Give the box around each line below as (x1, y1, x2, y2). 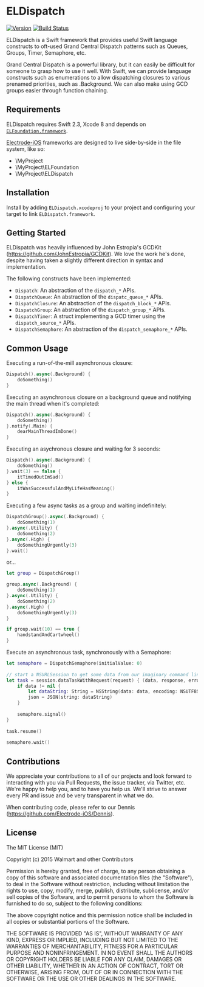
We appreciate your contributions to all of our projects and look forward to (6, 772, 192, 780)
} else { (6, 479, 29, 486)
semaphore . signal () (17, 711, 67, 717)
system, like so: (6, 145, 46, 153)
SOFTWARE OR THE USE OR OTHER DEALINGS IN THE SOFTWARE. (6, 975, 177, 982)
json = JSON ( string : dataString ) (28, 694, 113, 701)
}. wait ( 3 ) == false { (6, 468, 61, 474)
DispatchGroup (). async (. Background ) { (6, 514, 104, 520)
